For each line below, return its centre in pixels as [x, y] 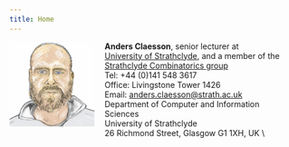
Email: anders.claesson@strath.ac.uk [173, 94]
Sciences [122, 113]
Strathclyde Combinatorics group [167, 65]
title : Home [32, 19]
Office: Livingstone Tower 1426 [163, 84]
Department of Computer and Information [182, 103]
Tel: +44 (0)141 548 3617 [151, 75]
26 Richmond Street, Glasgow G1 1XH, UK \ [185, 132]
